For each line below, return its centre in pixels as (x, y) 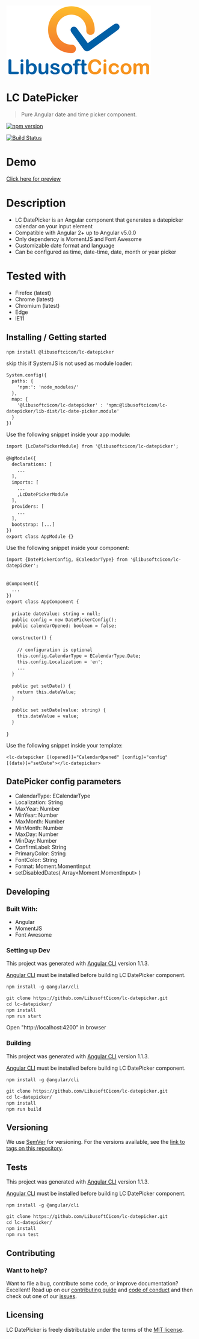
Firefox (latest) (33, 293)
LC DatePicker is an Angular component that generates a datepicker (99, 220)
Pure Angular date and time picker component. (79, 114)
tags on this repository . (35, 1148)
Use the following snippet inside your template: (65, 745)
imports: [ (25, 482)
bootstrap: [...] (33, 524)
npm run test (23, 1235)
